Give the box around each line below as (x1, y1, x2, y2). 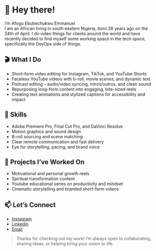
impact (11, 96, 26, 102)
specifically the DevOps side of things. (4, 41, 82, 46)
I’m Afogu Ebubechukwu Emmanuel (4, 20, 75, 26)
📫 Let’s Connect (4, 201, 56, 209)
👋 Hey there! (4, 4, 55, 15)
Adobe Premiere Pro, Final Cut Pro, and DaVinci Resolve (11, 123, 123, 129)
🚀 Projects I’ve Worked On (4, 158, 85, 166)
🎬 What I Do (4, 56, 42, 64)
